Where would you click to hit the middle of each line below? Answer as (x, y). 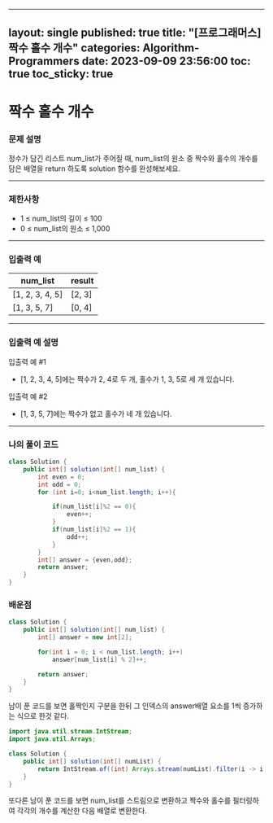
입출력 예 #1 (27, 361)
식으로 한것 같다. (43, 716)
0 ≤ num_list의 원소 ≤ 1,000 (65, 229)
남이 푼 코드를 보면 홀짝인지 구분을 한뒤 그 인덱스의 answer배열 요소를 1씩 (125, 706)
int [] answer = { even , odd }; (85, 560)
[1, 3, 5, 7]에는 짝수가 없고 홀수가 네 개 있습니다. (96, 414)
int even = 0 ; (61, 477)
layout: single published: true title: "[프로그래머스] (135, 33)
